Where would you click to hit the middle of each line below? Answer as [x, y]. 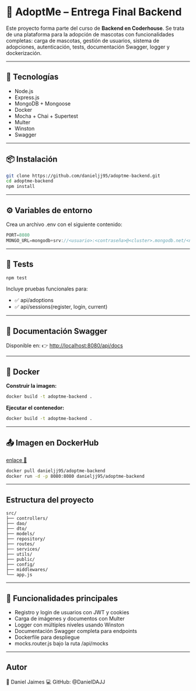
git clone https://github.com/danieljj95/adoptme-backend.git [83, 176]
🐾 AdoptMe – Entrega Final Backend [94, 12]
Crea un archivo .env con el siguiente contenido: [64, 224]
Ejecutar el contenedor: [35, 408]
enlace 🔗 [17, 460]
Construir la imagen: [32, 386]
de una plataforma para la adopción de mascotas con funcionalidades [90, 34]
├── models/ [20, 534]
